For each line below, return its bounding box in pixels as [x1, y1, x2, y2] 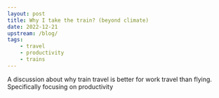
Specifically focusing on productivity [7, 82, 114, 91]
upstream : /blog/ [7, 29, 58, 37]
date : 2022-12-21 [7, 23, 58, 30]
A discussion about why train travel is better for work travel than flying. [7, 75, 213, 83]
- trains [20, 56, 46, 63]
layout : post [7, 10, 46, 17]
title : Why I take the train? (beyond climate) [7, 17, 150, 24]
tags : [7, 36, 23, 43]
